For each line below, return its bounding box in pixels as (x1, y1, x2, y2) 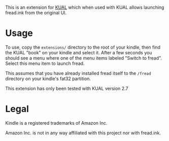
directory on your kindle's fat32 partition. (5, 76, 91, 82)
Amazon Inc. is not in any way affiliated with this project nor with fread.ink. (5, 129, 161, 136)
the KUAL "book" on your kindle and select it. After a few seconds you (5, 49, 152, 55)
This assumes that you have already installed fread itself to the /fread (5, 70, 151, 76)
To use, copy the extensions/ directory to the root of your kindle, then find (5, 44, 161, 50)
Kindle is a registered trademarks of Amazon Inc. (5, 120, 108, 126)
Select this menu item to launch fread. (5, 60, 85, 66)
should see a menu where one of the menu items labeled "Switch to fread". (5, 55, 162, 61)
